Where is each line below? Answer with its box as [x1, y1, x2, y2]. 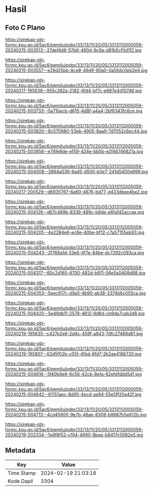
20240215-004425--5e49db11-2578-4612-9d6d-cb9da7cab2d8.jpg [5, 311, 145, 316]
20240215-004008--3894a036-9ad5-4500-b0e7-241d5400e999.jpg [5, 168, 148, 174]
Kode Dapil [7, 478, 33, 485]
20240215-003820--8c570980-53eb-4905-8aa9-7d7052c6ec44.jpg [5, 128, 148, 134]
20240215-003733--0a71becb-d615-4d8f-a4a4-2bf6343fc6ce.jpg [5, 108, 143, 114]
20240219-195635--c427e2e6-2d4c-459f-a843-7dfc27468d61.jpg [5, 330, 143, 336]
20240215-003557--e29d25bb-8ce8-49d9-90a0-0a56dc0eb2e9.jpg [5, 67, 148, 73]
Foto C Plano [5, 23, 45, 32]
